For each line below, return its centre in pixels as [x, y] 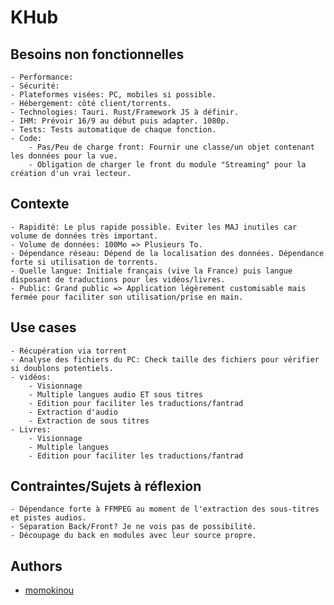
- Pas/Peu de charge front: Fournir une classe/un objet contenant [171, 147]
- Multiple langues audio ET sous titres [115, 394]
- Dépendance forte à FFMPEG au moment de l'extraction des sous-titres [165, 509]
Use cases [43, 327]
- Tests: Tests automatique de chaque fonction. [113, 130]
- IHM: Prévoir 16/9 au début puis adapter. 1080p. [120, 121]
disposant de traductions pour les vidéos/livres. [118, 279]
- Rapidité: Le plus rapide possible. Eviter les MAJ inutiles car [154, 227]
